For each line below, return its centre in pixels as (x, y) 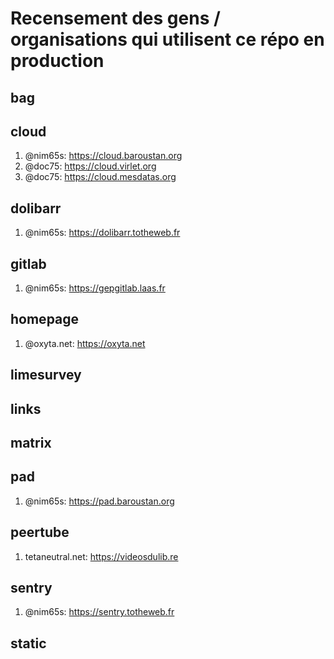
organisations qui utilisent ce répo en (167, 39)
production (57, 61)
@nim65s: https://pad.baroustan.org (99, 501)
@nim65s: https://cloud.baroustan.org (103, 156)
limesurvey (46, 375)
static (28, 643)
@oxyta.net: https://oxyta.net (85, 343)
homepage (45, 319)
